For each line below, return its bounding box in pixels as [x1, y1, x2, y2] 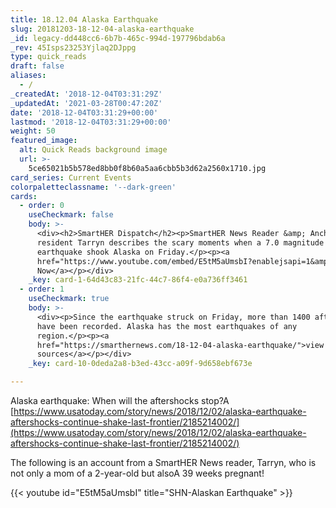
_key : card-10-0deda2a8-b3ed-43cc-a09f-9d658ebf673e [28, 359, 253, 369]
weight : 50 [10, 126, 56, 136]
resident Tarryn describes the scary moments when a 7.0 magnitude [36, 237, 325, 248]
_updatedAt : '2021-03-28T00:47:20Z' [10, 98, 163, 108]
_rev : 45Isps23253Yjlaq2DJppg [10, 42, 137, 53]
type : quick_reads [10, 52, 87, 62]
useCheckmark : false [28, 210, 114, 220]
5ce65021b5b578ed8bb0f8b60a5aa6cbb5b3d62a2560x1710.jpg [28, 163, 267, 173]
